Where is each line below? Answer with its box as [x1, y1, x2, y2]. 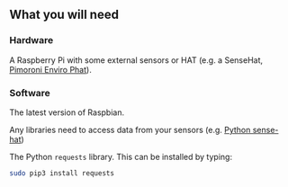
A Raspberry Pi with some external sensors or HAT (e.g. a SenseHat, [9, 54, 264, 66]
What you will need [9, 7, 120, 22]
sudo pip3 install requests [9, 168, 115, 178]
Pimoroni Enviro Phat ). [9, 64, 92, 75]
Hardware [9, 34, 54, 47]
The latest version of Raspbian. [9, 107, 124, 118]
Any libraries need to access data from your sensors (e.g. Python [9, 124, 251, 135]
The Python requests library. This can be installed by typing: [9, 151, 232, 162]
